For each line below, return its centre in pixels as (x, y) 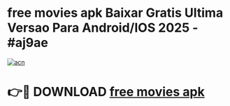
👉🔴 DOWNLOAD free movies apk (106, 92)
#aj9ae (28, 43)
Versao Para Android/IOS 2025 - (103, 28)
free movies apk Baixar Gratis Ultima (115, 13)
